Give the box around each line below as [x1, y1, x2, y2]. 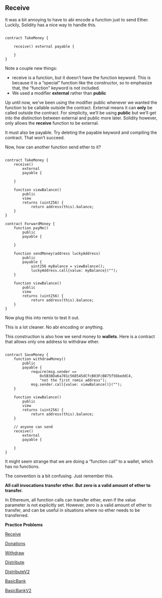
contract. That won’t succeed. [5, 134, 65, 140]
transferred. [5, 512, 29, 518]
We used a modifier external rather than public [12, 90, 106, 96]
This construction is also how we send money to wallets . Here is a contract [5, 333, 155, 339]
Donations [5, 540, 26, 546]
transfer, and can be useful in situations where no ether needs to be [5, 507, 140, 513]
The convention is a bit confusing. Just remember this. [5, 473, 114, 479]
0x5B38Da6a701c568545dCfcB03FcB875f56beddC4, [39, 373, 133, 378]
